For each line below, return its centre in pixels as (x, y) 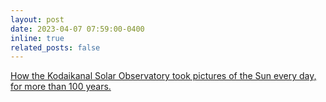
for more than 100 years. (61, 87)
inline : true (37, 38)
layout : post (37, 19)
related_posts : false (55, 47)
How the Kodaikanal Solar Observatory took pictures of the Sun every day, (163, 76)
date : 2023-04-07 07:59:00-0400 (77, 29)
